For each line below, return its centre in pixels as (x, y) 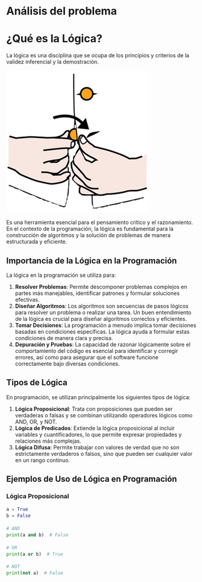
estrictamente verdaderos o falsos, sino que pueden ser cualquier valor (104, 454)
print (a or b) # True (35, 554)
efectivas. (27, 299)
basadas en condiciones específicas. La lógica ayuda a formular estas (102, 331)
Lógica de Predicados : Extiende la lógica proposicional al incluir (95, 428)
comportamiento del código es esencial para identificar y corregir (96, 350)
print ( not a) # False (35, 573)
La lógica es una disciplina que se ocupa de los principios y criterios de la (98, 55)
